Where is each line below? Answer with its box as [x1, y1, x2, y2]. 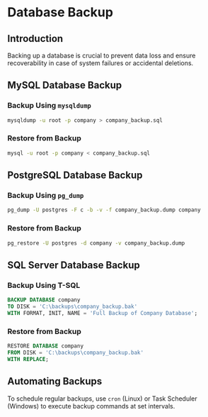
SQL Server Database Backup [7, 259, 140, 271]
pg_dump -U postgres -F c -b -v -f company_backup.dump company [7, 206, 201, 213]
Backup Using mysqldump [7, 101, 92, 111]
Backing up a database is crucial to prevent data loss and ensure [7, 51, 196, 60]
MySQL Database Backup [7, 79, 122, 91]
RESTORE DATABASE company [7, 343, 83, 350]
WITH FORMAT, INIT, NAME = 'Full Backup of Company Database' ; [7, 309, 198, 316]
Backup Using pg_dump [7, 191, 84, 201]
